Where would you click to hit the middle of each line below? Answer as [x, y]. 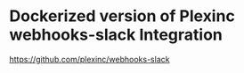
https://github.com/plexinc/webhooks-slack [89, 59]
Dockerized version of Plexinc [122, 16]
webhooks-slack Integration [116, 35]
